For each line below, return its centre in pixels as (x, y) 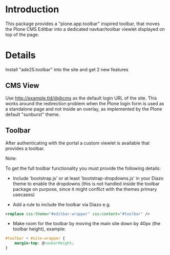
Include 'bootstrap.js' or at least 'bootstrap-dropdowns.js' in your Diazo (88, 178)
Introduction (32, 9)
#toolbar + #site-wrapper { (35, 239)
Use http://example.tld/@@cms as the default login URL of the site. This (81, 98)
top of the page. (22, 34)
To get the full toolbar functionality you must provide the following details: (83, 168)
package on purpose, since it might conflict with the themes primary (85, 189)
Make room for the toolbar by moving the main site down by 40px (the (87, 224)
